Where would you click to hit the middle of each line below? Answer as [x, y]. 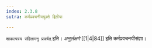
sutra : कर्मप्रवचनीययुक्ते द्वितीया [34, 17]
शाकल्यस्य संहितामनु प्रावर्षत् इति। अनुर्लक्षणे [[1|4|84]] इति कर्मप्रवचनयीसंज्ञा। [76, 38]
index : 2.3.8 [22, 11]
